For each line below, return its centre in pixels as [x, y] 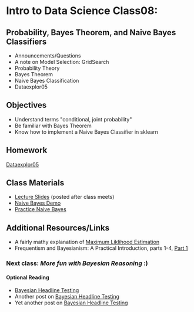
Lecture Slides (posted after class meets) [64, 197]
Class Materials [35, 183]
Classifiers [26, 41]
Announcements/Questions [48, 56]
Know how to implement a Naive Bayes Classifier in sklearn [86, 132]
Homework [27, 150]
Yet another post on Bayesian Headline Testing [71, 303]
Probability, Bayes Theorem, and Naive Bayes [91, 33]
